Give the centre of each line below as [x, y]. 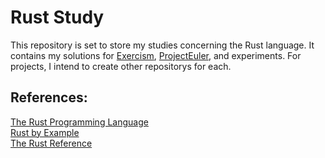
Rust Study [57, 17]
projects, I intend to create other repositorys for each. [121, 66]
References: [49, 97]
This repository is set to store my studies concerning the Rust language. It [162, 45]
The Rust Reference [51, 143]
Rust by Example [45, 132]
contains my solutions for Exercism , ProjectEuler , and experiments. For [156, 55]
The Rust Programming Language [79, 122]
